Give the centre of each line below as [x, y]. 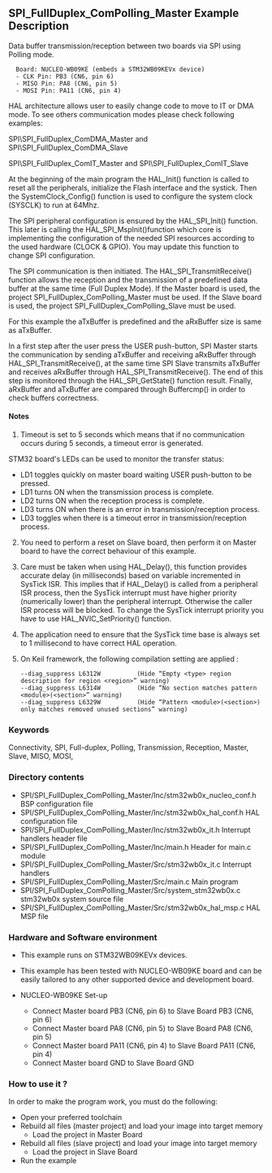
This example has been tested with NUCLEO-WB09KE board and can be [141, 970]
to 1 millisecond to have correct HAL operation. [98, 643]
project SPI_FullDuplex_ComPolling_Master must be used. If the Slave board [135, 297]
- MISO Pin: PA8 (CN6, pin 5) [67, 83]
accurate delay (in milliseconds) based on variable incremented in [130, 576]
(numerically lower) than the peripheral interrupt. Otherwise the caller [136, 602]
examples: [26, 123]
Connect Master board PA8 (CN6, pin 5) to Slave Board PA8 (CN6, [142, 1028]
